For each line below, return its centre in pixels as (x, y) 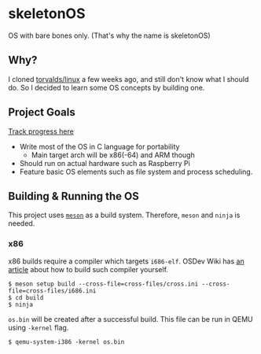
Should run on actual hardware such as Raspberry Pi (105, 163)
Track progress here (41, 131)
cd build (29, 297)
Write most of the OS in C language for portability (99, 146)
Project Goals (42, 112)
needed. (22, 223)
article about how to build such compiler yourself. (88, 269)
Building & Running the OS (74, 196)
